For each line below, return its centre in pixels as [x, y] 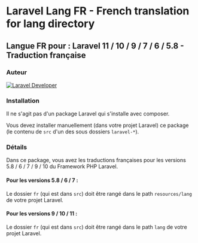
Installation [23, 101]
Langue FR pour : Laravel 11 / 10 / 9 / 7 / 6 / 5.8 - [95, 46]
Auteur [16, 72]
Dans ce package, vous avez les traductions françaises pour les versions [96, 160]
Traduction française [46, 55]
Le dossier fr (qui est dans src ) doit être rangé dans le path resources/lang [99, 193]
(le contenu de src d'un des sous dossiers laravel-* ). [73, 132]
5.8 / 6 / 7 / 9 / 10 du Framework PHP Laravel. [62, 166]
